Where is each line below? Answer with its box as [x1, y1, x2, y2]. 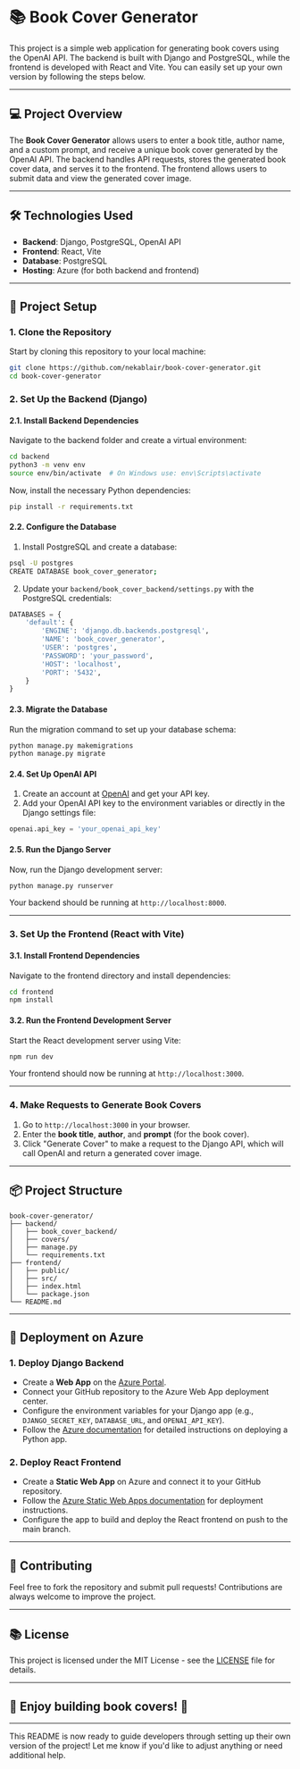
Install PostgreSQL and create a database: [21, 541, 178, 552]
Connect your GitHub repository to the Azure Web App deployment [21, 1387, 270, 1397]
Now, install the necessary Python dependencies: [9, 484, 192, 496]
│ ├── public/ [9, 1266, 70, 1275]
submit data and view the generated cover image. [9, 172, 192, 183]
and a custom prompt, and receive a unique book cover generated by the [9, 144, 279, 155]
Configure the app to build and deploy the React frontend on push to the [21, 1514, 288, 1525]
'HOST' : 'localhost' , [41, 659, 122, 668]
